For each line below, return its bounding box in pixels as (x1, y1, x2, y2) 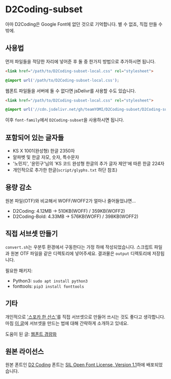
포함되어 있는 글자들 (5, 133, 64, 142)
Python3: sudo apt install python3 (12, 277, 88, 284)
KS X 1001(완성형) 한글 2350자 (12, 148, 75, 154)
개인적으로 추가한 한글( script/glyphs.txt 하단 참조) (12, 167, 118, 173)
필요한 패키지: (5, 267, 33, 273)
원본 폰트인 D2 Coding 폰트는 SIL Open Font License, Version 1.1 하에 (5, 362, 145, 368)
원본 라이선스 (5, 347, 44, 356)
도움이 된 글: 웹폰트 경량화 (5, 331, 57, 337)
